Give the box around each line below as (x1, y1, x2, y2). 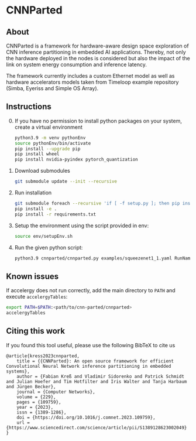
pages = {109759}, (16, 399, 61, 405)
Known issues (6, 271, 59, 281)
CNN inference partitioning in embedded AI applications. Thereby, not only (6, 49, 186, 56)
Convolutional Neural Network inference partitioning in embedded (6, 363, 171, 369)
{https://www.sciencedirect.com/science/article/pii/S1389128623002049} (6, 425, 187, 430)
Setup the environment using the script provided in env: (14, 222, 149, 229)
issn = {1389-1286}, (16, 409, 67, 415)
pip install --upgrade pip (14, 146, 81, 152)
